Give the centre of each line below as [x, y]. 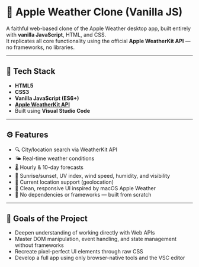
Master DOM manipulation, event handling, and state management [95, 239]
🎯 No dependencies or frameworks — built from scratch [83, 194]
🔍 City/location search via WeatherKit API [66, 149]
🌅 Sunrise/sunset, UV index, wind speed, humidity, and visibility [92, 175]
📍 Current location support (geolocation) [64, 182]
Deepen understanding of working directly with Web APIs [85, 233]
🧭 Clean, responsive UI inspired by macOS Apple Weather [85, 188]
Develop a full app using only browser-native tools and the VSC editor [100, 258]
